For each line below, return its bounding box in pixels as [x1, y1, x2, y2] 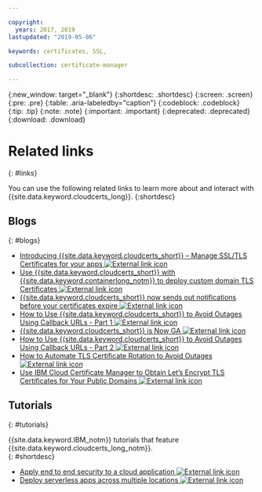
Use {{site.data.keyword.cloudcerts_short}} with [19, 267, 176, 277]
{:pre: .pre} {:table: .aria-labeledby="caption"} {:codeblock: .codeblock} [8, 98, 241, 108]
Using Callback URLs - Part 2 [19, 343, 115, 352]
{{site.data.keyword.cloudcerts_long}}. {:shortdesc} [8, 192, 176, 201]
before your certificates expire [19, 300, 118, 310]
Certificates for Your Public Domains [19, 376, 138, 385]
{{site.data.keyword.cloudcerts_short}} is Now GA [19, 325, 181, 335]
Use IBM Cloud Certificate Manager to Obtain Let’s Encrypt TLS [19, 367, 225, 377]
